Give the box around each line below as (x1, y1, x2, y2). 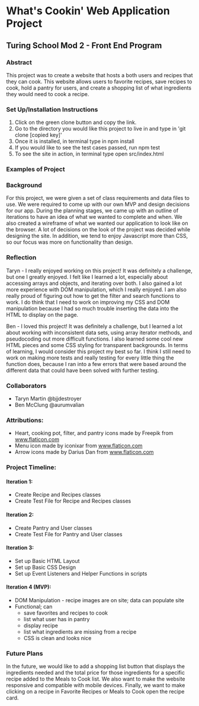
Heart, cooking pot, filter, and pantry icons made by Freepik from (14, 430, 174, 437)
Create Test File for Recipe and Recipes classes (14, 497, 131, 505)
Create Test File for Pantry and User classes (14, 530, 123, 538)
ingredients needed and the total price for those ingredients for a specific (6, 669, 185, 676)
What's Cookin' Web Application (6, 4, 170, 18)
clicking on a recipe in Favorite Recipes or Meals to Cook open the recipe (6, 688, 185, 695)
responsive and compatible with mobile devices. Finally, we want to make (6, 682, 185, 689)
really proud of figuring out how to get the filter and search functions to (6, 292, 181, 299)
